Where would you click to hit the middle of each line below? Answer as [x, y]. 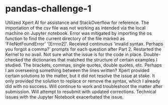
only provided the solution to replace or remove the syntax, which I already [83, 81]
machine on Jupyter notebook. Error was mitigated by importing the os [78, 33]
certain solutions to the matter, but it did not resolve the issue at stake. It [80, 75]
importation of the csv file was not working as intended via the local [75, 27]
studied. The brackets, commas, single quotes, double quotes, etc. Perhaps [83, 65]
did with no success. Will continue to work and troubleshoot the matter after [84, 86]
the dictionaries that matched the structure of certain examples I [91, 59]
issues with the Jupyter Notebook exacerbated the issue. [64, 97]
